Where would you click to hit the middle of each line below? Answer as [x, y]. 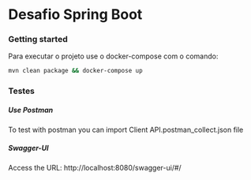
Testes [22, 91]
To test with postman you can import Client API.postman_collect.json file [126, 130]
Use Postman [31, 110]
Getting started [38, 39]
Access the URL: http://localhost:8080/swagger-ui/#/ [95, 168]
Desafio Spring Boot [75, 15]
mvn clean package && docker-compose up [76, 71]
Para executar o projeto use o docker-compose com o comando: [113, 56]
